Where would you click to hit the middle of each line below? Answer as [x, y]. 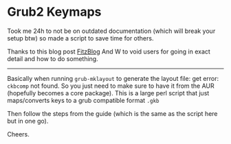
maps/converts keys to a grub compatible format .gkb [83, 100]
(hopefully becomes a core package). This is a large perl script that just [108, 93]
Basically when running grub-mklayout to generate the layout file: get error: [113, 78]
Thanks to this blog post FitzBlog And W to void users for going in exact [109, 51]
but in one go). [28, 121]
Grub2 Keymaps [54, 12]
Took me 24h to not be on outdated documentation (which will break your [111, 31]
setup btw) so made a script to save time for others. [80, 38]
